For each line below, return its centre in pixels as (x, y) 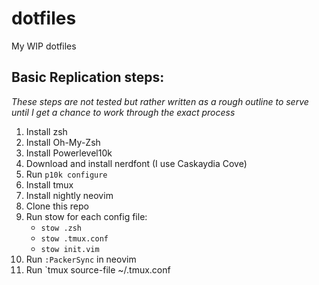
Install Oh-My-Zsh (63, 142)
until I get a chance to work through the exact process (123, 112)
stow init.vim (70, 249)
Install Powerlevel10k (69, 153)
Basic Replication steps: (88, 77)
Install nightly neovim (69, 195)
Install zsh (46, 131)
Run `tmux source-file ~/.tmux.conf (98, 269)
